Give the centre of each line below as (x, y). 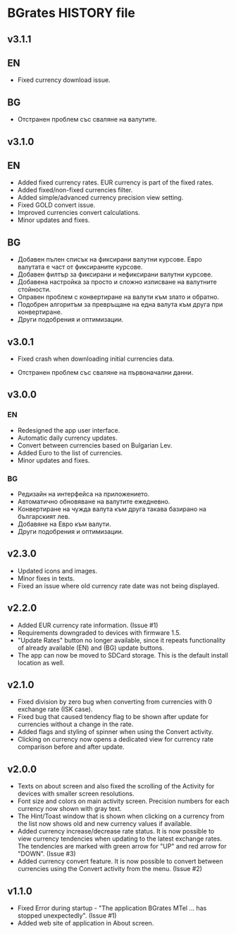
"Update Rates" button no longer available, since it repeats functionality (122, 640)
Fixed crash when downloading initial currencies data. (96, 359)
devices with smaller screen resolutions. (76, 794)
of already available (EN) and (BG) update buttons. (91, 648)
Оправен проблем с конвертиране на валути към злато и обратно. (118, 297)
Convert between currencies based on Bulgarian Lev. (95, 445)
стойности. (34, 290)
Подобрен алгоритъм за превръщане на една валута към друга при (120, 305)
